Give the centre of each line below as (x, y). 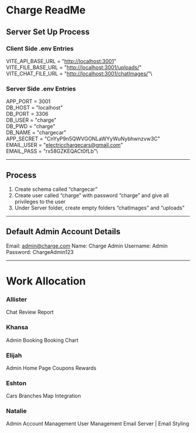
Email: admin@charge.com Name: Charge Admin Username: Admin (87, 246)
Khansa (17, 327)
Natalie (17, 411)
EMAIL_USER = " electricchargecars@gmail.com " (65, 145)
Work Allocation (46, 281)
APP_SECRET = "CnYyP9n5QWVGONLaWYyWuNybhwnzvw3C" (83, 139)
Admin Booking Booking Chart (42, 340)
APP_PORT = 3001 (28, 102)
